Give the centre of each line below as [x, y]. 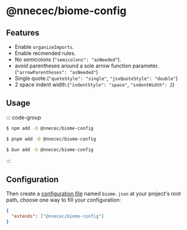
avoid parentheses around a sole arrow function [73, 66]
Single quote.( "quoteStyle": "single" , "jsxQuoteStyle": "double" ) [96, 78]
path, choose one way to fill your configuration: [64, 200]
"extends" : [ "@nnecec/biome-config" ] [58, 216]
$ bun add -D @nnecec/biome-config [50, 150]
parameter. [146, 66]
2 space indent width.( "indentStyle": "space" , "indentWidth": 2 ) [95, 85]
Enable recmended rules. [45, 53]
